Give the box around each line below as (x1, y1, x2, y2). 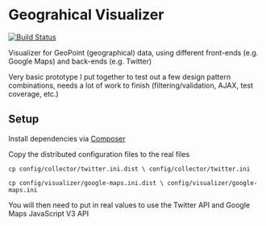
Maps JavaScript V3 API (8, 208, 89, 218)
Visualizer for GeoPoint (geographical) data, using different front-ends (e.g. (8, 47, 259, 57)
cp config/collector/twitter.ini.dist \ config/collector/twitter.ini (8, 165, 251, 173)
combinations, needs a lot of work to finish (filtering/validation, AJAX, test (8, 80, 254, 90)
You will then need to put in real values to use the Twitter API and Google (8, 199, 251, 210)
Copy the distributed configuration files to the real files (8, 149, 190, 158)
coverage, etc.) (8, 88, 59, 98)
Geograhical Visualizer (8, 6, 164, 24)
